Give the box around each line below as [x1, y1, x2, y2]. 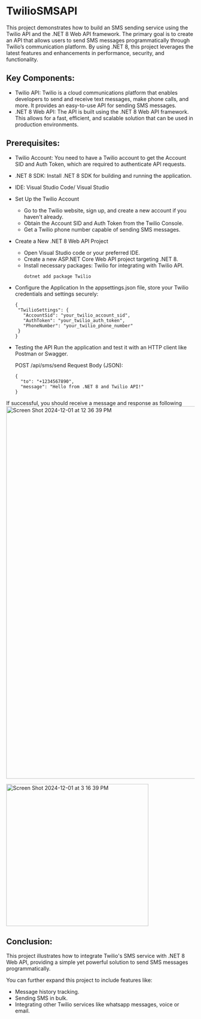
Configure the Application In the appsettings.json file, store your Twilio [14, 284, 189, 291]
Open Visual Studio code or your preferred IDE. [23, 249, 141, 256]
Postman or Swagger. [14, 350, 69, 357]
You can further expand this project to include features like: [6, 977, 153, 984]
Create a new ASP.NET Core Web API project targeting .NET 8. [23, 255, 178, 263]
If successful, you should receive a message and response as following [6, 399, 182, 406]
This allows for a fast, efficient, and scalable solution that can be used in [14, 114, 193, 121]
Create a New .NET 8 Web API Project [14, 238, 109, 245]
